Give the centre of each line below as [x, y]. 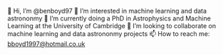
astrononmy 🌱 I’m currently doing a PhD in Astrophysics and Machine [109, 18]
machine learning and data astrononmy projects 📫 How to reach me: [109, 34]
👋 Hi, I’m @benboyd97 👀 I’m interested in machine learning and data [107, 11]
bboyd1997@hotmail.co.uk [46, 44]
